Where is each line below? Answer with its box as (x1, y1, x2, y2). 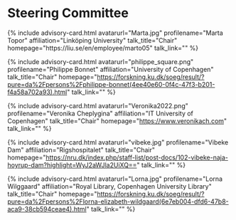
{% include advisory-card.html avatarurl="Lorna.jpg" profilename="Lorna (7, 174, 222, 183)
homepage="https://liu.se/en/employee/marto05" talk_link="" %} (7, 43, 199, 52)
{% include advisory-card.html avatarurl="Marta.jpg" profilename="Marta (7, 28, 224, 37)
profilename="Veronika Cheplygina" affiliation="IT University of (7, 109, 194, 117)
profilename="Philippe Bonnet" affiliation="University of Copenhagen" (7, 65, 214, 73)
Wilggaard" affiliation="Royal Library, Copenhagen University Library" (7, 182, 212, 190)
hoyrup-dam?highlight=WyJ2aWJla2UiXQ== (7, 160, 137, 169)
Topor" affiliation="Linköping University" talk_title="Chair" (7, 36, 178, 44)
